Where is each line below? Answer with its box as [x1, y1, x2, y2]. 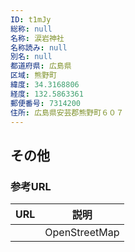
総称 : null [10, 24, 53, 34]
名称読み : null [10, 42, 68, 53]
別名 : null [10, 52, 53, 62]
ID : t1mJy [10, 14, 52, 25]
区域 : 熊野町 [10, 71, 57, 81]
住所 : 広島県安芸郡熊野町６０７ [10, 107, 124, 118]
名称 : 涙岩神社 [10, 33, 65, 43]
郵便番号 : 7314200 [10, 98, 82, 108]
